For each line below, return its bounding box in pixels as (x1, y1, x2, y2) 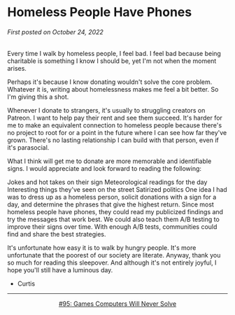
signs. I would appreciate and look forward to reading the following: (7, 164, 201, 173)
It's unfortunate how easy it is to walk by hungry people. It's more (7, 244, 197, 252)
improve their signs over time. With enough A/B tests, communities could (7, 223, 218, 231)
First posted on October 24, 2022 (7, 27, 104, 36)
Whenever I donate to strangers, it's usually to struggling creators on (7, 106, 206, 115)
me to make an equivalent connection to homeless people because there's (7, 121, 222, 129)
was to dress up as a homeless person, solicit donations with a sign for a (7, 193, 217, 202)
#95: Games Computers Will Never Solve (58, 300, 177, 308)
